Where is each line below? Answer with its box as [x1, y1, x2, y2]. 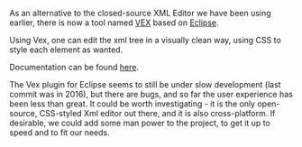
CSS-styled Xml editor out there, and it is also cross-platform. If [39, 108, 276, 118]
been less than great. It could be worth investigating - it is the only [9, 98, 255, 109]
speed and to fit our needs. [9, 127, 110, 138]
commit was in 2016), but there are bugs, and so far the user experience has [9, 89, 293, 99]
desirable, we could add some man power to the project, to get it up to [9, 117, 270, 128]
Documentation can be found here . [9, 62, 140, 72]
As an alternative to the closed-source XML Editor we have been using [9, 8, 272, 18]
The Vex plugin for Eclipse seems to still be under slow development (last [9, 79, 281, 89]
